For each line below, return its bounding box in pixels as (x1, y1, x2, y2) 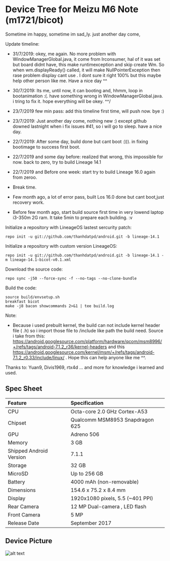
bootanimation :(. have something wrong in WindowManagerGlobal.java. (12, 93, 163, 99)
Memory (8, 439, 28, 446)
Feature (8, 399, 27, 406)
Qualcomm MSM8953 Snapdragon (70, 416, 154, 423)
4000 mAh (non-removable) (70, 478, 139, 485)
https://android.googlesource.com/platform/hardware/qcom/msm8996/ (12, 338, 162, 344)
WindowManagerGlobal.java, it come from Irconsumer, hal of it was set (12, 56, 161, 62)
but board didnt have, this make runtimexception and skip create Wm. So (12, 61, 164, 67)
